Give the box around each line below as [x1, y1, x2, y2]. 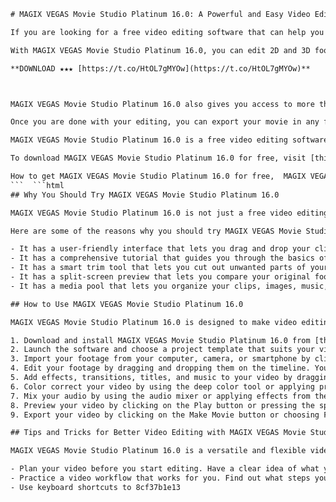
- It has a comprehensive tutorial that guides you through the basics [10, 253, 315, 264]
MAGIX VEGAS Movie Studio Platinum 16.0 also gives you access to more [10, 99, 315, 109]
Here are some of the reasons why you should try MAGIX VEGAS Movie [10, 226, 302, 236]
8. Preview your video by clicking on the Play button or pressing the [10, 400, 315, 410]
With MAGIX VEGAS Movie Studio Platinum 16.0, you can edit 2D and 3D [10, 45, 311, 55]
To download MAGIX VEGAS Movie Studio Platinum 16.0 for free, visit [10, 153, 307, 164]
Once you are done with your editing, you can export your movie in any [10, 117, 320, 127]
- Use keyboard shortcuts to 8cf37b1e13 [10, 482, 182, 492]
